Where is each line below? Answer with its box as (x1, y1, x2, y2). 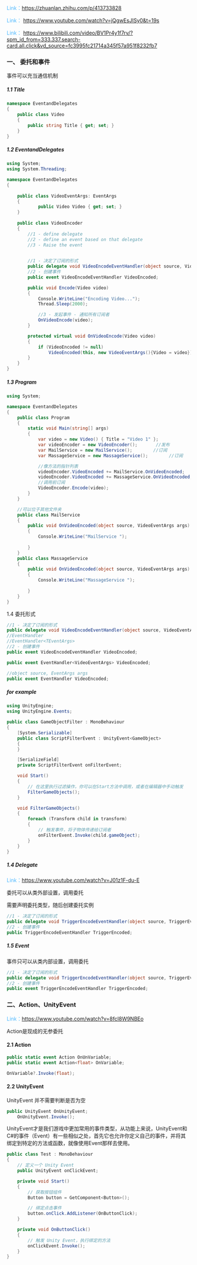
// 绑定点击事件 (27, 1205, 62, 1211)
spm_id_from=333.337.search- (6, 36, 81, 43)
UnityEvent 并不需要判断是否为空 (6, 1096, 86, 1104)
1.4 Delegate (6, 861, 38, 868)
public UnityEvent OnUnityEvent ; (6, 1108, 88, 1114)
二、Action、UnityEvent (6, 1001, 77, 1009)
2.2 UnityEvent (6, 1083, 44, 1090)
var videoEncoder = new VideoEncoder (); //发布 (37, 442, 170, 448)
